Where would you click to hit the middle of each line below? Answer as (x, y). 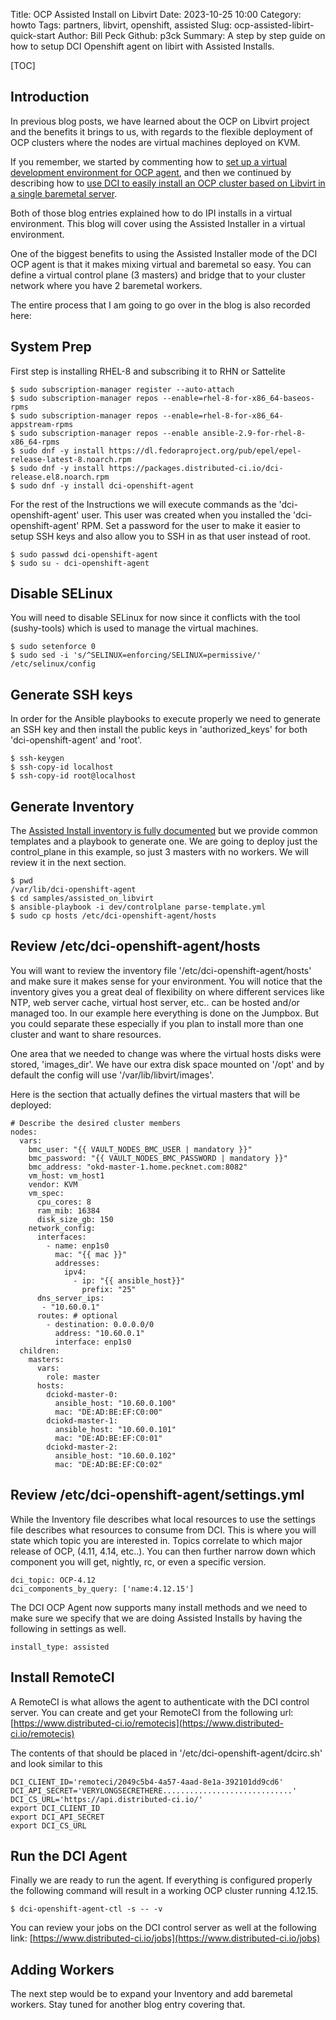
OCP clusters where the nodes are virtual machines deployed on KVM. (155, 142)
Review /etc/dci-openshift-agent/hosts (135, 946)
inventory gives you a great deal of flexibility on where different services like (167, 991)
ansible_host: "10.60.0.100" (115, 1403)
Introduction (50, 97)
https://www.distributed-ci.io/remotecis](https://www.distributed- (149, 1723)
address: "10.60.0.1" (99, 1333)
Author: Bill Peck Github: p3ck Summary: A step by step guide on (191, 35)
